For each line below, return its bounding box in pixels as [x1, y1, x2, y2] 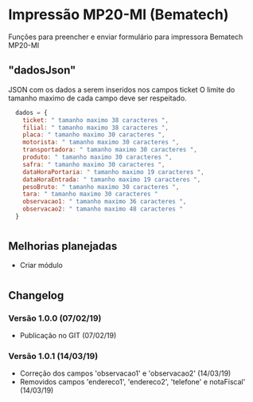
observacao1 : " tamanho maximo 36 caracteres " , [22, 198, 187, 206]
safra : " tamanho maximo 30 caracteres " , [22, 160, 165, 168]
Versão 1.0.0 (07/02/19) [8, 313, 102, 324]
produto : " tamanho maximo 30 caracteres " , [22, 153, 173, 161]
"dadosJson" [8, 64, 76, 77]
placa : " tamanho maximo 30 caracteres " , [22, 131, 165, 139]
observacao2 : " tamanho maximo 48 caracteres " [22, 205, 183, 213]
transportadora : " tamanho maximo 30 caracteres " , [22, 146, 197, 154]
